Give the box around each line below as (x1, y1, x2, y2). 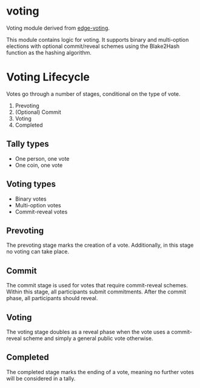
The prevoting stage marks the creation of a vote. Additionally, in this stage (6, 241, 194, 249)
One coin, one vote (15, 161, 63, 169)
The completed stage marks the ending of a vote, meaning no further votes (6, 368, 195, 375)
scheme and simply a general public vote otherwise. (23, 335, 153, 342)
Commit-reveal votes (15, 208, 68, 215)
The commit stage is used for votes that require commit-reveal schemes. (6, 282, 188, 289)
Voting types (6, 179, 56, 189)
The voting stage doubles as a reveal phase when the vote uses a (6, 328, 170, 335)
